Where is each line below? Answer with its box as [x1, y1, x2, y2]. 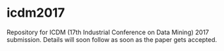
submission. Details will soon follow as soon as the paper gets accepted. [6, 35, 218, 43]
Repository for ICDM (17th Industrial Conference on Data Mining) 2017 [6, 28, 209, 36]
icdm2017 [6, 5, 66, 21]
